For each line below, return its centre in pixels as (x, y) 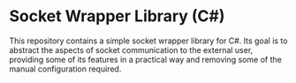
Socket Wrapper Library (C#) (117, 16)
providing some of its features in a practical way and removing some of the (146, 59)
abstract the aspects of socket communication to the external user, (131, 49)
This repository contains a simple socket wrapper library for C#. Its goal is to (148, 41)
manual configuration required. (65, 69)
